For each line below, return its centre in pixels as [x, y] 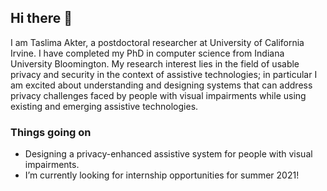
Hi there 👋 [41, 18]
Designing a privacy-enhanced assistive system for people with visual [168, 154]
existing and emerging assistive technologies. [104, 106]
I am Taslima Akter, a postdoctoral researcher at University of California [157, 42]
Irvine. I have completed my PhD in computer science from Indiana [147, 53]
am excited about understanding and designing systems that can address [161, 85]
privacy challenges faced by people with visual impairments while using [158, 95]
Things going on [51, 132]
